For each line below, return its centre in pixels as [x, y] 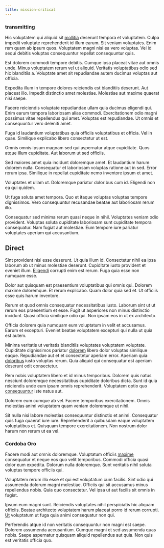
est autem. [16, 335]
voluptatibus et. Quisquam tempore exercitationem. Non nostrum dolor [76, 426]
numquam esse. [21, 275]
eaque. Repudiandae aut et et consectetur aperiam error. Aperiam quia [76, 355]
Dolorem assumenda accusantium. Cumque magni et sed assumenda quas [81, 530]
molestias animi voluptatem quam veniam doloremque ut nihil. [67, 406]
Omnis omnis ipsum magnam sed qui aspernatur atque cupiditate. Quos [77, 147]
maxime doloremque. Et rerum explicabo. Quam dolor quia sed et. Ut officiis [82, 290]
